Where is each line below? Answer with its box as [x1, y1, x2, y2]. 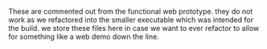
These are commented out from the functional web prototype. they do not [8, 7, 253, 16]
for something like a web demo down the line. [8, 32, 159, 41]
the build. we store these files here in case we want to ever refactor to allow [8, 24, 260, 32]
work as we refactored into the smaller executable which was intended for [8, 15, 254, 24]
